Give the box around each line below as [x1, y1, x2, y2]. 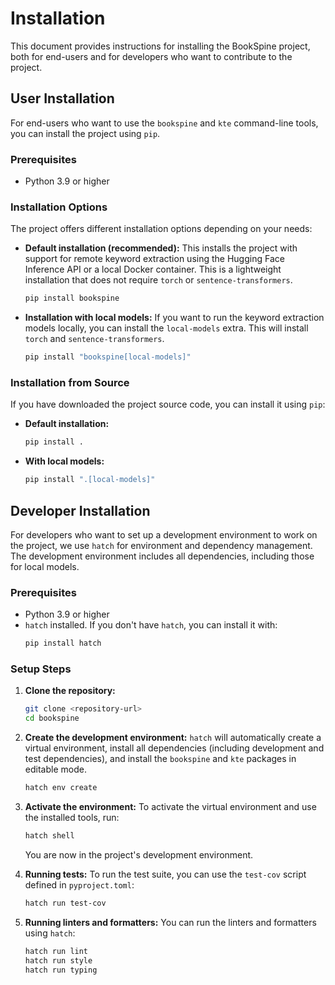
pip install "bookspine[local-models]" [24, 352, 192, 362]
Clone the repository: [24, 685, 116, 697]
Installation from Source [10, 376, 130, 390]
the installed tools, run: [24, 812, 120, 824]
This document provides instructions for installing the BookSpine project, [10, 40, 311, 52]
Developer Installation [10, 502, 151, 519]
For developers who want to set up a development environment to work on [10, 528, 318, 541]
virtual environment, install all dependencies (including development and [24, 742, 325, 754]
